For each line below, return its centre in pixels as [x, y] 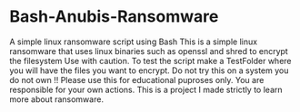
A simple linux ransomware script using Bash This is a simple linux [133, 42]
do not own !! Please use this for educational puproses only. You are [137, 79]
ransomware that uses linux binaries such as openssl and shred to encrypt [149, 51]
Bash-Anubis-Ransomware [114, 17]
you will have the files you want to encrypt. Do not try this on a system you [149, 70]
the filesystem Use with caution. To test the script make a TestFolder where [150, 61]
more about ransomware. [57, 99]
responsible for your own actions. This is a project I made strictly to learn [146, 89]
